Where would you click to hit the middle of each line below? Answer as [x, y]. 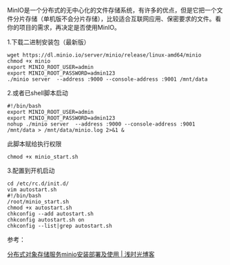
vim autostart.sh [32, 190]
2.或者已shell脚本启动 [38, 93]
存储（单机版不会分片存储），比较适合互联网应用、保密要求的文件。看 [123, 19]
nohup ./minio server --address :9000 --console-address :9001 [101, 124]
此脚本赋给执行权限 [34, 144]
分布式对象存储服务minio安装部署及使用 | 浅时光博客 [81, 254]
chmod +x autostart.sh [40, 208]
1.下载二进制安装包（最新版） [49, 42]
